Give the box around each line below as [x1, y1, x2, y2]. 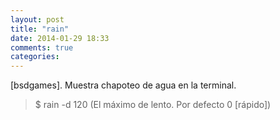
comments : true [10, 42, 74, 53]
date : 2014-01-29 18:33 [10, 33, 110, 43]
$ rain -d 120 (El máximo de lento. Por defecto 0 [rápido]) [34, 99, 272, 111]
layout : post [10, 14, 65, 25]
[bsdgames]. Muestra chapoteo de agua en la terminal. [10, 79, 237, 91]
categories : [10, 52, 60, 62]
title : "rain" [10, 24, 70, 34]
